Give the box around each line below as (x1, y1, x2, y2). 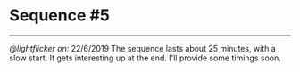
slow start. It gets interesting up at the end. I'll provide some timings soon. (9, 52, 281, 63)
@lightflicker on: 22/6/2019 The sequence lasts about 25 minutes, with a (9, 43, 277, 53)
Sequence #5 (9, 5, 110, 26)
